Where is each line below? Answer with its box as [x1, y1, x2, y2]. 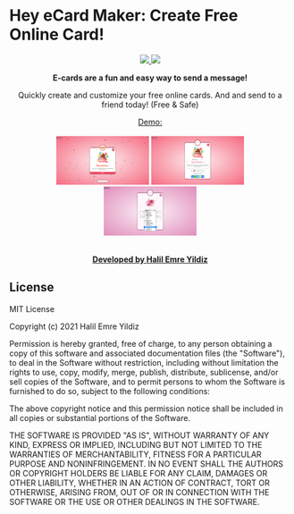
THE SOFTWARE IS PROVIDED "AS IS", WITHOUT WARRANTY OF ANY [9, 430, 270, 441]
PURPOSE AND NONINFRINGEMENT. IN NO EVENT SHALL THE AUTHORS [9, 458, 284, 469]
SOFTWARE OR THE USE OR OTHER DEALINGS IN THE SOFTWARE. [9, 496, 260, 507]
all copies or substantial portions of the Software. [9, 412, 190, 423]
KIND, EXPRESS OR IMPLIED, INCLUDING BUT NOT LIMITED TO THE [9, 439, 263, 450]
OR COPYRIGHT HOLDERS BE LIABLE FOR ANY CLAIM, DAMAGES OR [9, 468, 268, 478]
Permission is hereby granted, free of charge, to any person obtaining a [9, 338, 273, 349]
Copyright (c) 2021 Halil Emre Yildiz [9, 321, 140, 332]
